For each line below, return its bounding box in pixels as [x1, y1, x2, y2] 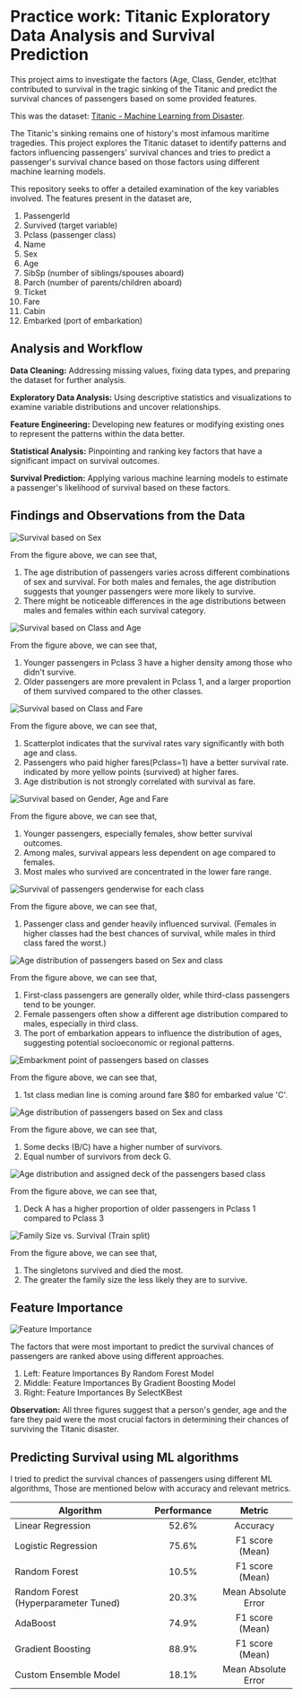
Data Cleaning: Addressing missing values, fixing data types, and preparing [10, 365, 290, 376]
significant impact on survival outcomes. [10, 455, 160, 466]
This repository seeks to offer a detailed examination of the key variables [10, 183, 280, 194]
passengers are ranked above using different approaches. [10, 1351, 225, 1362]
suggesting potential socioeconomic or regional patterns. [22, 1037, 235, 1048]
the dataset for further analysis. [10, 374, 127, 385]
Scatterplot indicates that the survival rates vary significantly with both [22, 737, 285, 748]
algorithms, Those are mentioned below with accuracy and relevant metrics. [10, 1483, 291, 1494]
